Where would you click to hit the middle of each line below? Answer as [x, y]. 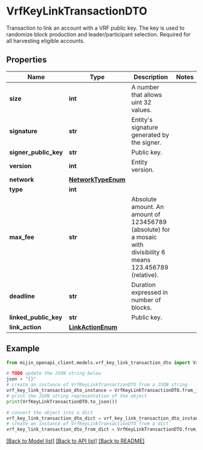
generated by [150, 134]
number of [146, 300]
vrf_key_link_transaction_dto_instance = [59, 391]
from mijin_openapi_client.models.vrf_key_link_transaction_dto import [98, 362]
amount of [146, 214]
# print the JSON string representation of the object [77, 396]
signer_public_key [36, 152]
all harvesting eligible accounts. [46, 41]
